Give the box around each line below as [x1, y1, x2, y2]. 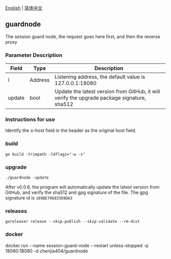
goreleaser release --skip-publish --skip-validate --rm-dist [5, 219, 140, 224]
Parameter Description [5, 51, 63, 59]
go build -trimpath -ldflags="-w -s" [5, 152, 85, 157]
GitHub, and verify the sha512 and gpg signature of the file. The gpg [5, 189, 149, 195]
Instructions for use [5, 116, 55, 123]
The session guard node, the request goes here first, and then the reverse [5, 33, 160, 40]
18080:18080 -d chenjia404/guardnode [5, 248, 88, 254]
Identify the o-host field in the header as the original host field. [5, 127, 136, 134]
